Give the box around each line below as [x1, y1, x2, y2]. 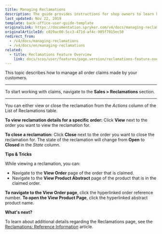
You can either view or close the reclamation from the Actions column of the [5, 102, 157, 109]
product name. [5, 200, 34, 206]
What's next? [5, 209, 33, 215]
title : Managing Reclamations [5, 7, 66, 12]
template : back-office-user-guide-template [5, 20, 94, 26]
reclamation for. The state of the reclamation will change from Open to [5, 137, 145, 143]
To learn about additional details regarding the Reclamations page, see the [5, 219, 153, 225]
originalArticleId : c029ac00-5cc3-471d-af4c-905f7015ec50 [5, 29, 124, 34]
